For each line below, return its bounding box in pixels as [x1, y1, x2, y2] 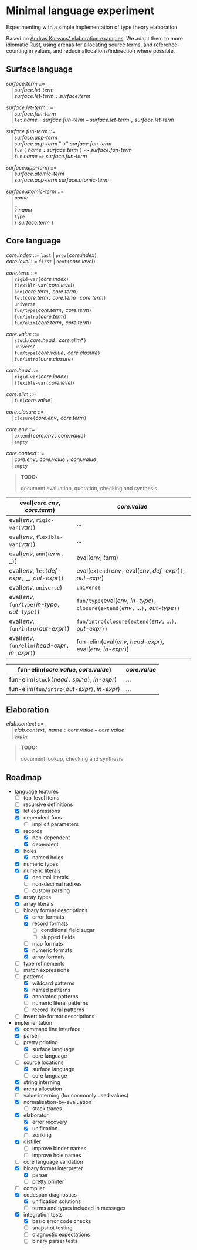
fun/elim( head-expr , [9, 641, 69, 649]
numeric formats [32, 946, 72, 954]
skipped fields [40, 933, 75, 940]
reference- [154, 41, 180, 48]
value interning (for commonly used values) [23, 1092, 129, 1099]
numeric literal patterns [32, 1000, 89, 1007]
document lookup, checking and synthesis [20, 756, 123, 763]
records [23, 827, 43, 834]
